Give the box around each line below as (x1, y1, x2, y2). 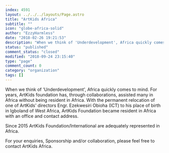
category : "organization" (5, 68, 59, 73)
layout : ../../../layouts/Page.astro (5, 12, 84, 17)
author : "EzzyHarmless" (5, 31, 55, 36)
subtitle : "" (5, 21, 33, 27)
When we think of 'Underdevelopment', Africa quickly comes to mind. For (5, 86, 157, 92)
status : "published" (5, 45, 49, 50)
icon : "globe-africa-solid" (5, 26, 64, 31)
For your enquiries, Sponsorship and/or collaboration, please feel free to (5, 137, 155, 143)
